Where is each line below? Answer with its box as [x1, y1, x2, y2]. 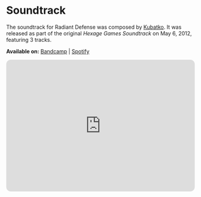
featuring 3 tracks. [6, 36, 52, 43]
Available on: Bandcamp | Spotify [6, 47, 90, 54]
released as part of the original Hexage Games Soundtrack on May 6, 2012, [6, 29, 193, 37]
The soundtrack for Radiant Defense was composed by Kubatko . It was [6, 23, 182, 31]
